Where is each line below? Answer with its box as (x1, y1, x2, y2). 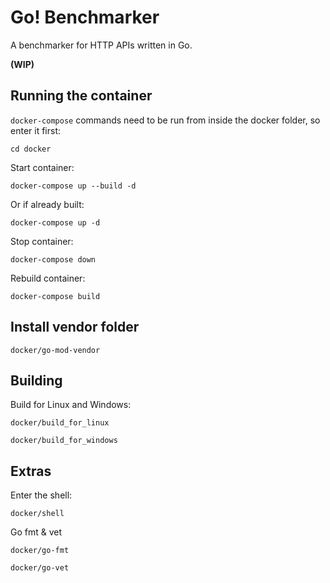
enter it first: (10, 124, 62, 136)
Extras (10, 462, 52, 480)
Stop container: (10, 235, 74, 247)
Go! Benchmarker (10, 6, 160, 29)
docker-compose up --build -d (10, 181, 137, 191)
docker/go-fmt (10, 546, 70, 556)
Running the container (10, 87, 153, 105)
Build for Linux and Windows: (10, 399, 132, 411)
